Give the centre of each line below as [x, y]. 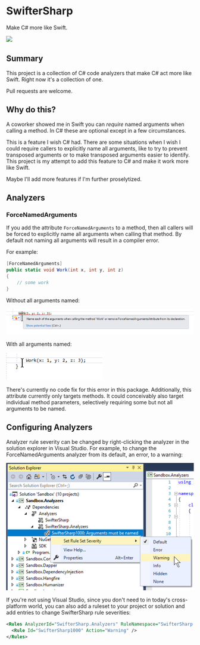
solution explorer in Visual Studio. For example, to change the [81, 448]
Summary [25, 59]
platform [16, 606]
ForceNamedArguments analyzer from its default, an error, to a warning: [95, 454]
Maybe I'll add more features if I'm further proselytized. [74, 179]
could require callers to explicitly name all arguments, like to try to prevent [97, 148]
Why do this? [31, 110]
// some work [33, 282]
